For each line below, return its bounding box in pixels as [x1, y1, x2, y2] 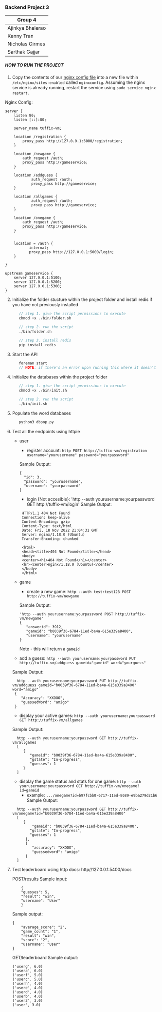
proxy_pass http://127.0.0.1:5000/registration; [22, 139, 123, 144]
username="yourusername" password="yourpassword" [26, 453, 129, 457]
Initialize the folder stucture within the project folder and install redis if [12, 297, 152, 302]
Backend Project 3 [5, 4, 50, 11]
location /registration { [14, 135, 67, 139]
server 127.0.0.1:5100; [14, 275, 62, 280]
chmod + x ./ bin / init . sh [18, 388, 67, 393]
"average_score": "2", [21, 925, 67, 930]
